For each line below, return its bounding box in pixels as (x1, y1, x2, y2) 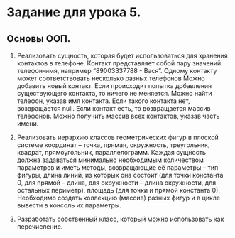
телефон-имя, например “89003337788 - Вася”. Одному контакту (16, 67, 217, 75)
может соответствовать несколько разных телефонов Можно (16, 74, 205, 82)
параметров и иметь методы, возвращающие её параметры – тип (16, 163, 219, 171)
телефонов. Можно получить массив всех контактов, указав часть (16, 112, 220, 120)
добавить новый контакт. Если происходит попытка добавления (16, 82, 212, 90)
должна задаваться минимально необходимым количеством (16, 156, 204, 164)
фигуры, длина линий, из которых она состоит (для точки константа (16, 171, 224, 179)
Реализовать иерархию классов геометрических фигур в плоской (16, 133, 219, 141)
